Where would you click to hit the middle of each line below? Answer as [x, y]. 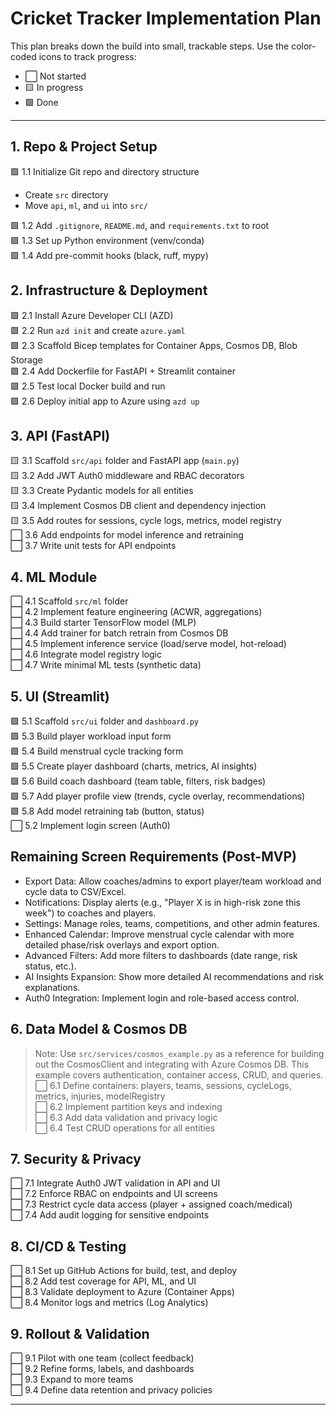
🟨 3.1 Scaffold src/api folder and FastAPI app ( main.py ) [125, 461]
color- [304, 46]
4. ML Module [54, 577]
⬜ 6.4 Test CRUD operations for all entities [125, 1128]
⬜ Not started [55, 76]
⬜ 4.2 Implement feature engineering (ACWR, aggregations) [136, 612]
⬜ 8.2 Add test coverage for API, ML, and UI [103, 1281]
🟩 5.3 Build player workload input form [91, 736]
